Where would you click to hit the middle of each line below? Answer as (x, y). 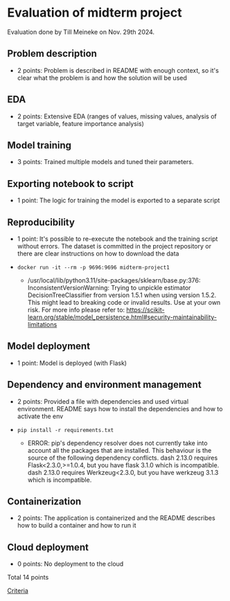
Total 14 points (28, 577)
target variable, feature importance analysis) (80, 123)
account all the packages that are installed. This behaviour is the (120, 450)
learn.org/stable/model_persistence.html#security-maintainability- (122, 317)
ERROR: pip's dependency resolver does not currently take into (117, 443)
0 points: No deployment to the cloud (70, 564)
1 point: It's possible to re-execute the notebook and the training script (117, 239)
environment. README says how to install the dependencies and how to (120, 409)
